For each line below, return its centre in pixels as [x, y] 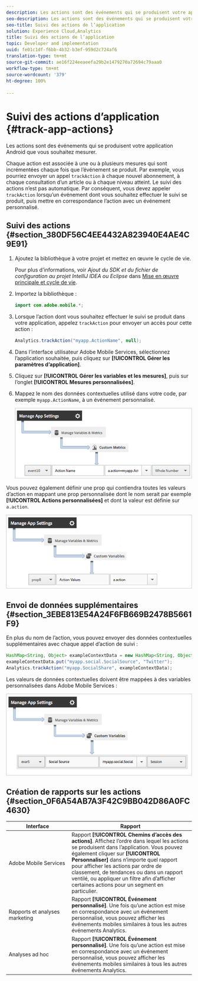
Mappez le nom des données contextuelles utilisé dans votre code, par [101, 393]
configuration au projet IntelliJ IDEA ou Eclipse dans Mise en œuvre [97, 276]
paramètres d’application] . [48, 364]
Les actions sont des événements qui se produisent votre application [90, 146]
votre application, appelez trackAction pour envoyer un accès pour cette [103, 323]
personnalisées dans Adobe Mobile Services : [62, 685]
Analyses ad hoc [29, 954]
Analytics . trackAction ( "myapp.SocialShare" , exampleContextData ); [89, 668]
